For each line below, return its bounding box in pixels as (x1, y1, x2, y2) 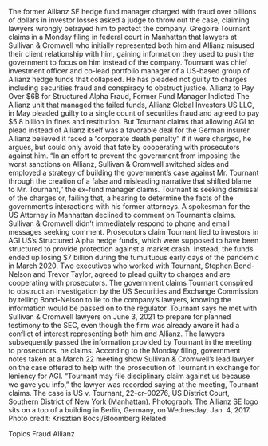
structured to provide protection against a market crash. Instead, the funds (8, 244, 254, 254)
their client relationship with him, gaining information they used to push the (8, 49, 254, 58)
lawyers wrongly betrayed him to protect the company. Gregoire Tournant (8, 24, 250, 33)
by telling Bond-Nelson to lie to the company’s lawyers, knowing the (8, 295, 231, 304)
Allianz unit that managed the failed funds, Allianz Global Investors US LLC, (8, 100, 254, 109)
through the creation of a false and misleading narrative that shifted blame (8, 176, 252, 186)
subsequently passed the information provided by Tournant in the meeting (8, 337, 253, 346)
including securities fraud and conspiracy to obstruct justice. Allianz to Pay (8, 83, 254, 93)
